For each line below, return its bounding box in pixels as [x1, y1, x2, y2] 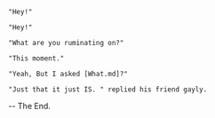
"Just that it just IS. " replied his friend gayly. [8, 85, 208, 94]
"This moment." [8, 54, 65, 63]
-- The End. [8, 101, 51, 111]
